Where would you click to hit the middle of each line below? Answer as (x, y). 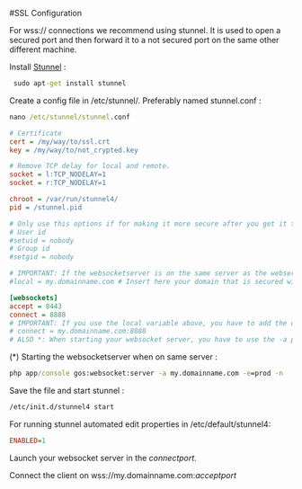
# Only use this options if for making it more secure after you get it (148, 224)
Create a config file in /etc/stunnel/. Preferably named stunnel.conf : (135, 100)
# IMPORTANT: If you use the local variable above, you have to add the (148, 323)
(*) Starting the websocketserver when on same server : (113, 357)
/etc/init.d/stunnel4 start (62, 407)
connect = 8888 (38, 315)
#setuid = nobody (42, 240)
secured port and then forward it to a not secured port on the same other (144, 40)
